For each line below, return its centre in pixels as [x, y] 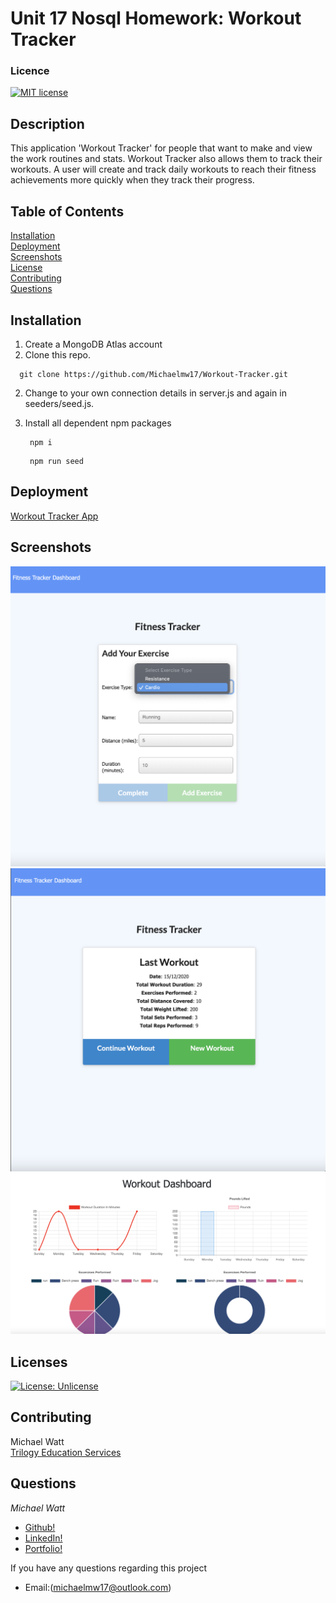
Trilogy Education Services [66, 1452]
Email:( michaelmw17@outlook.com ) [98, 1587]
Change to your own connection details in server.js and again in [155, 393]
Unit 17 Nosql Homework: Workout [156, 18]
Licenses [39, 1362]
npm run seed [56, 461]
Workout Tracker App [54, 516]
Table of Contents [67, 211]
